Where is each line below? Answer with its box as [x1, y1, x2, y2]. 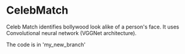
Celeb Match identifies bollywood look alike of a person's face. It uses [6, 23, 180, 30]
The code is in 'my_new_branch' [6, 41, 86, 48]
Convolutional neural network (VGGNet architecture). [6, 29, 137, 36]
